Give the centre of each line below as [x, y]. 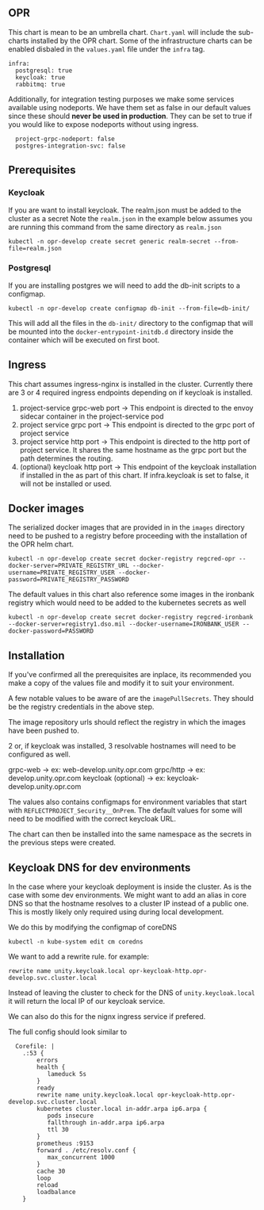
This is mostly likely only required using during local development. [116, 912]
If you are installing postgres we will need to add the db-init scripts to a [124, 285]
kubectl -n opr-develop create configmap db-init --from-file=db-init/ [129, 308]
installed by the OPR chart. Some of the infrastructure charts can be [142, 40]
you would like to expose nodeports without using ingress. [103, 124]
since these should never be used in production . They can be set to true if [130, 116]
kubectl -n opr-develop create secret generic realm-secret [110, 241]
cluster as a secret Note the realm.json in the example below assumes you [130, 218]
